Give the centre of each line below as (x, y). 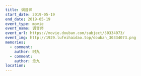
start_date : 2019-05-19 (30, 14)
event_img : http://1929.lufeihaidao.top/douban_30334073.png (71, 38)
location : (16, 65)
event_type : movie (24, 24)
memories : (16, 42)
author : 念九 (27, 61)
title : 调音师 (19, 10)
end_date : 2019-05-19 (28, 19)
